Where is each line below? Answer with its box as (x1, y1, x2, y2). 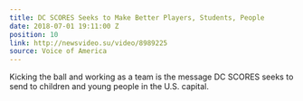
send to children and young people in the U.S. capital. (9, 81, 210, 92)
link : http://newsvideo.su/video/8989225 (9, 38, 168, 48)
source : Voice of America (9, 47, 107, 56)
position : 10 (9, 30, 59, 39)
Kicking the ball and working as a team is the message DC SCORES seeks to (9, 71, 294, 82)
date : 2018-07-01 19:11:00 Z (9, 22, 119, 31)
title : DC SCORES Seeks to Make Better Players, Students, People (9, 13, 265, 23)
